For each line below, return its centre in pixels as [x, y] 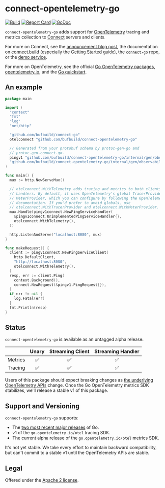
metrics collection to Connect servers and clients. [55, 37]
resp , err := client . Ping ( [37, 276]
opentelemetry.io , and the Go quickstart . [46, 71]
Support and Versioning [42, 406]
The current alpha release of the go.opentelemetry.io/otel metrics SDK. [85, 438]
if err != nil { [26, 294]
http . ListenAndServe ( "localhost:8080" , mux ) [56, 235]
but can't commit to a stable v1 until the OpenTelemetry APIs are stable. [77, 453]
